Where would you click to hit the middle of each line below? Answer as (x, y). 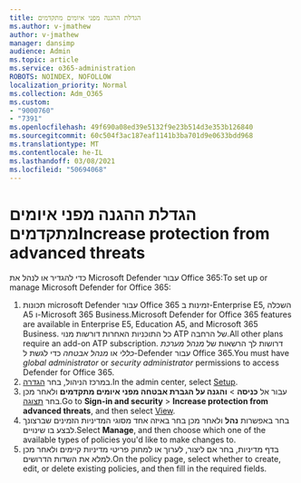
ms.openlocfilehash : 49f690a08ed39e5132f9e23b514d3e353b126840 (131, 128)
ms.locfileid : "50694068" (58, 169)
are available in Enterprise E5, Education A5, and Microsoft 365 (140, 324)
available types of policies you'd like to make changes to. (129, 440)
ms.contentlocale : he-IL (56, 152)
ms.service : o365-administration (73, 69)
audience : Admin (40, 52)
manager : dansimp (42, 43)
